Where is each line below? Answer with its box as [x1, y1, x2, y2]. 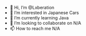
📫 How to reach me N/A [9, 26, 61, 31]
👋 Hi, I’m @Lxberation [9, 5, 55, 10]
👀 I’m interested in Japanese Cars [9, 10, 79, 16]
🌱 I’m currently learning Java [9, 15, 69, 20]
